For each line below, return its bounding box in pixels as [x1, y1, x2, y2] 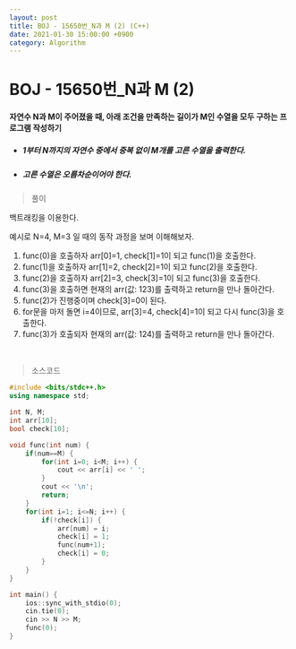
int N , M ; [9, 408, 47, 417]
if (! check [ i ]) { [41, 515, 102, 524]
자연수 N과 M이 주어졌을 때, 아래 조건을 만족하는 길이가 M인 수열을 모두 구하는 [9, 111, 279, 122]
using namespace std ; [9, 392, 90, 401]
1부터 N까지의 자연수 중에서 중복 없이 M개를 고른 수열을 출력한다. [21, 144, 246, 155]
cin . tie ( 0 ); [25, 607, 70, 616]
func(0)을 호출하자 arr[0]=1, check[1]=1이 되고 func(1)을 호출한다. [21, 250, 257, 261]
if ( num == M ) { [25, 449, 74, 458]
